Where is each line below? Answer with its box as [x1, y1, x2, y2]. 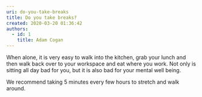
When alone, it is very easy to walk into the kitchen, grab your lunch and [6, 54, 186, 61]
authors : [6, 25, 28, 32]
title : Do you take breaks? [6, 15, 77, 21]
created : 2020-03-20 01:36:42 [6, 20, 83, 26]
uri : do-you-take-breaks [6, 8, 69, 15]
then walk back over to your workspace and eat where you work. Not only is [6, 60, 197, 67]
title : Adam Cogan [17, 37, 64, 43]
